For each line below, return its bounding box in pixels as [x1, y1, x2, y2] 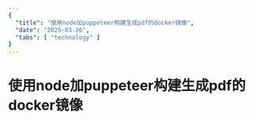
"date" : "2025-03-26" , [15, 26, 90, 34]
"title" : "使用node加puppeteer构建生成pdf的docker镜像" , [15, 19, 195, 27]
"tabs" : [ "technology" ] [15, 33, 101, 42]
